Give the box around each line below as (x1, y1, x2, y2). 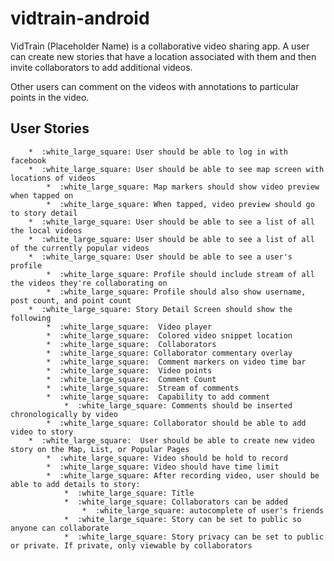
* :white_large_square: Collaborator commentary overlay (46, 348, 293, 358)
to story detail (10, 208, 78, 218)
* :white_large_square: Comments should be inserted (63, 400, 293, 411)
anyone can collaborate (10, 523, 110, 533)
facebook (10, 155, 47, 166)
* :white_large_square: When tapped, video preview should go (46, 199, 315, 209)
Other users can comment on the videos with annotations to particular (10, 80, 300, 92)
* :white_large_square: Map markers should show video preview (46, 182, 320, 192)
